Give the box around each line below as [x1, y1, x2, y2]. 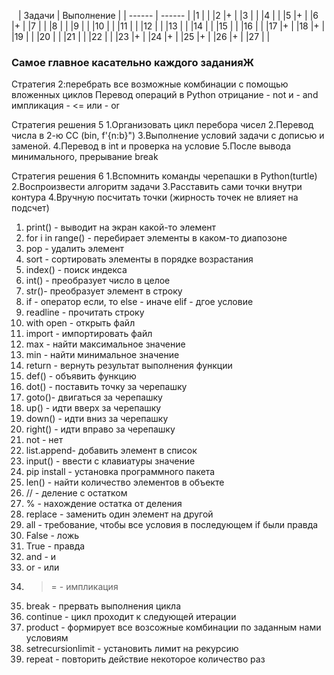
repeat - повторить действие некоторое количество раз [25, 653, 266, 665]
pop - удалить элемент [25, 243, 125, 255]
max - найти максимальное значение [25, 338, 186, 350]
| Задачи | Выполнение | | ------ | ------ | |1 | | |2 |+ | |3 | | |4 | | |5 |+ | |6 [17, 10, 319, 21]
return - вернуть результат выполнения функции [25, 360, 233, 372]
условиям [25, 632, 69, 644]
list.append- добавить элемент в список [25, 445, 198, 457]
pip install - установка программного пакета [25, 466, 216, 478]
